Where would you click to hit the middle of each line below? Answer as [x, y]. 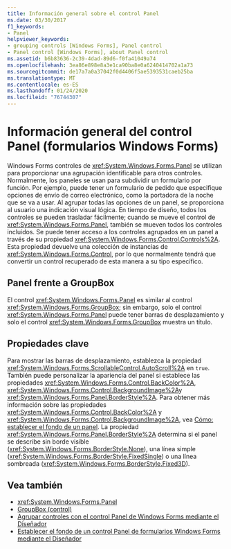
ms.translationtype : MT [41, 78]
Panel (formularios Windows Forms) [113, 147]
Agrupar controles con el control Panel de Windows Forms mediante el [118, 516]
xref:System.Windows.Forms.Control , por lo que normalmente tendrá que [112, 254]
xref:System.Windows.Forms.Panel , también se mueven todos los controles [115, 224]
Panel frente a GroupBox [61, 283]
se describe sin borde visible [48, 442]
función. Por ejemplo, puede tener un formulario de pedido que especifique [115, 187]
